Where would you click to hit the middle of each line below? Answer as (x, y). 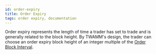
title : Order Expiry (26, 14)
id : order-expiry (22, 9)
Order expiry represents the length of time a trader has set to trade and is (78, 32)
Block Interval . (19, 47)
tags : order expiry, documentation (41, 18)
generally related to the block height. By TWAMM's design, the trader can (78, 37)
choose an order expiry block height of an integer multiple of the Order (76, 42)
